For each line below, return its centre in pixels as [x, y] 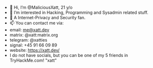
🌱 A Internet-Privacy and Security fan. [47, 17]
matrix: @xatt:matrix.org [34, 35]
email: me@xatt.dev [29, 30]
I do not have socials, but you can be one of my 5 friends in [69, 55]
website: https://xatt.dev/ [34, 50]
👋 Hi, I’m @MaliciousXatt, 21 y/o [41, 7]
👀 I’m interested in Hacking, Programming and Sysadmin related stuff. [79, 12]
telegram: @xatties [28, 40]
